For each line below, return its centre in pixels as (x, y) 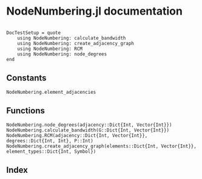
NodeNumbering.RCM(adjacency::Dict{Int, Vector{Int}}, (77, 135)
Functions (26, 111)
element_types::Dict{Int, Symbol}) (51, 151)
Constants (26, 78)
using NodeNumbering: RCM (50, 49)
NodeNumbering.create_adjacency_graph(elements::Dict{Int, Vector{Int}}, (102, 146)
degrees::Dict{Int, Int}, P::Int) (50, 141)
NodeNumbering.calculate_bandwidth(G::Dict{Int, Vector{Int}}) (88, 130)
